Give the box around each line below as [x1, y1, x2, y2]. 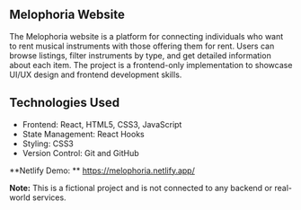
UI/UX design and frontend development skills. [9, 69, 182, 80]
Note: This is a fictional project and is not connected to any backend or [9, 182, 273, 193]
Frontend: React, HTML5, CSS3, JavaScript [22, 118, 182, 129]
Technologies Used [9, 95, 120, 110]
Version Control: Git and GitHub [22, 147, 139, 158]
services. [31, 192, 66, 203]
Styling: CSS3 [22, 138, 75, 149]
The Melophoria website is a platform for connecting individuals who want [9, 31, 284, 41]
